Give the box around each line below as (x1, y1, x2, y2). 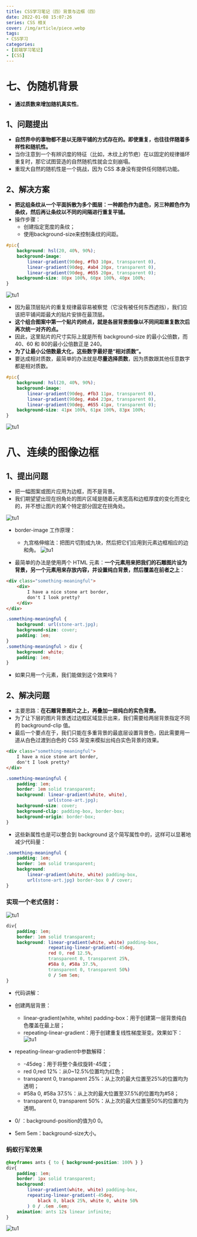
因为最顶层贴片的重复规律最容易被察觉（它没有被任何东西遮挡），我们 (14, 304, 182, 311)
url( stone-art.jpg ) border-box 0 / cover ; (27, 877, 133, 883)
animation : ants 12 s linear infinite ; (16, 1209, 112, 1215)
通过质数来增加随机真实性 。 (14, 100, 82, 107)
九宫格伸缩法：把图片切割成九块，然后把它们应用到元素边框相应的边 (23, 539, 189, 546)
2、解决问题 (6, 690, 50, 700)
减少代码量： (14, 838, 46, 845)
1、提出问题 (6, 471, 49, 481)
